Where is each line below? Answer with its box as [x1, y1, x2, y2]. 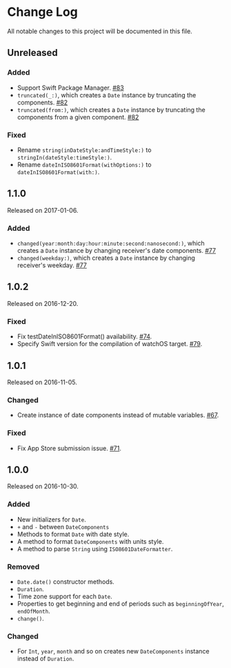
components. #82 [17, 98, 68, 106]
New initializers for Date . [17, 515, 86, 524]
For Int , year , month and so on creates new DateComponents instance [17, 647, 210, 656]
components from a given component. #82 [17, 113, 139, 121]
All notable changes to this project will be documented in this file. [7, 27, 193, 35]
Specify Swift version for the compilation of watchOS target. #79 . [17, 340, 203, 348]
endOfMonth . [17, 607, 50, 615]
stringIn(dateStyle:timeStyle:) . [17, 153, 112, 161]
